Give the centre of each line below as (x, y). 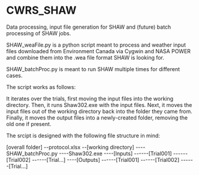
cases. (14, 75)
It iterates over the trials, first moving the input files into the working (90, 99)
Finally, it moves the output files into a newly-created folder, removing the (97, 118)
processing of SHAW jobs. (39, 33)
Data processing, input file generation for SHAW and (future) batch (89, 27)
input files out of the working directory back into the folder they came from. (99, 111)
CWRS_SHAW (41, 10)
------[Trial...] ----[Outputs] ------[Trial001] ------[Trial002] (106, 159)
